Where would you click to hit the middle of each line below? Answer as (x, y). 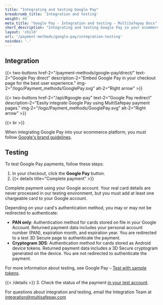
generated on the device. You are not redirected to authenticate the (79, 253)
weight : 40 (16, 18)
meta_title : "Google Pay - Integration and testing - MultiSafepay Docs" (81, 23)
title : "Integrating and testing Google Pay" (52, 9)
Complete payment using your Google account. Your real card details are (78, 188)
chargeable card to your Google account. (46, 198)
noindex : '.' (18, 41)
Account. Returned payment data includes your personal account (77, 228)
